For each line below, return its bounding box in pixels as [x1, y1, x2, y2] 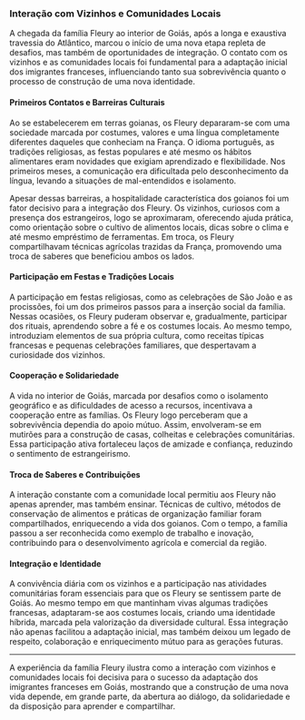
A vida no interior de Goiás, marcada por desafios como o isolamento [9, 390, 269, 401]
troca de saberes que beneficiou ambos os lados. [9, 251, 195, 261]
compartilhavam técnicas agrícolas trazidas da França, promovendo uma [9, 241, 282, 252]
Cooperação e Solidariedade [9, 370, 120, 381]
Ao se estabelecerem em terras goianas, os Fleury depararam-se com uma [9, 117, 290, 128]
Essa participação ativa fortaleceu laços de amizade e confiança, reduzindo [9, 439, 293, 449]
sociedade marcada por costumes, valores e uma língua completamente [9, 126, 280, 138]
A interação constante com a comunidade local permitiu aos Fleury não [9, 489, 277, 500]
